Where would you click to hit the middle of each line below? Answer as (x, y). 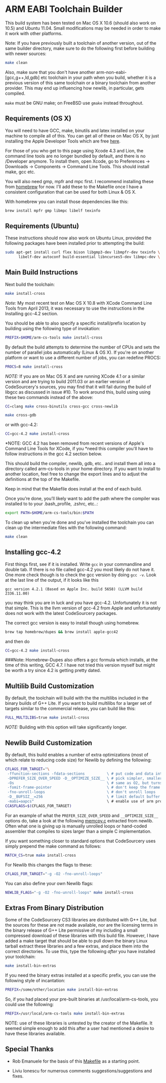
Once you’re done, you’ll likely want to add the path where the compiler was (83, 499)
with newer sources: (26, 54)
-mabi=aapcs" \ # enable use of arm (80, 802)
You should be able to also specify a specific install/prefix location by (76, 323)
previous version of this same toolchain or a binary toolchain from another (81, 82)
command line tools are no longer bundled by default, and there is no (75, 156)
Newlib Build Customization (49, 743)
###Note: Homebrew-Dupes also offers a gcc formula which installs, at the (82, 660)
